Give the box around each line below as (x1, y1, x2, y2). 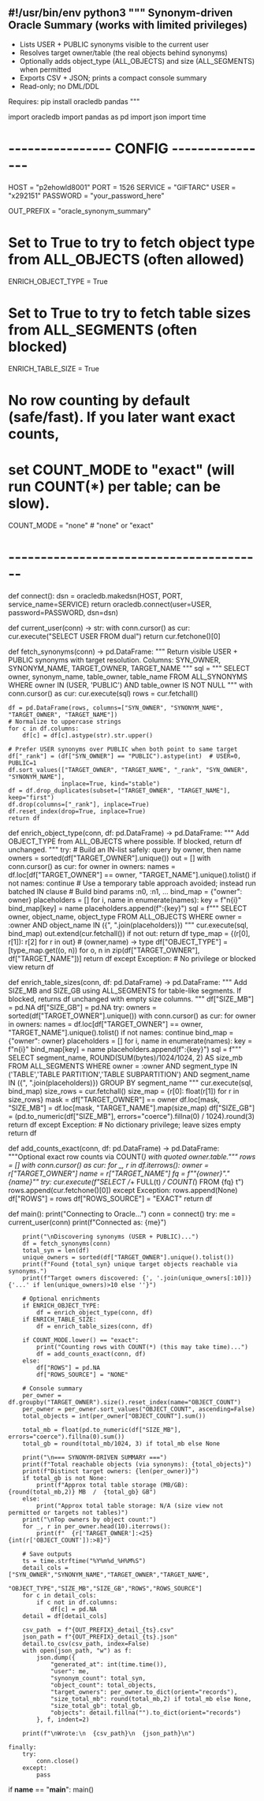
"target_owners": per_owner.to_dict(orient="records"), (50, 1687, 238, 1696)
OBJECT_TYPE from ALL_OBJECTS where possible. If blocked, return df (8, 836, 243, 846)
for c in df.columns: (8, 725, 80, 733)
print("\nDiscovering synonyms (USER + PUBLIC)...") (22, 1232, 199, 1240)
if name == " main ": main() (8, 1784, 95, 1794)
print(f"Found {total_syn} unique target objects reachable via (22, 1260, 238, 1268)
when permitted (19, 65, 72, 74)
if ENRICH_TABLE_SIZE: (22, 1315, 97, 1323)
